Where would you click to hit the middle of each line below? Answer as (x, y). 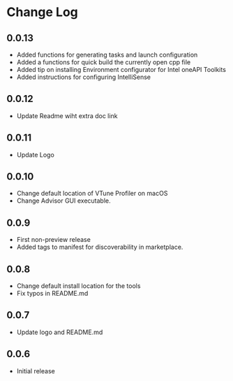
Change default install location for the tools (78, 286)
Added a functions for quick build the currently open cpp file (104, 62)
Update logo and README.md (60, 332)
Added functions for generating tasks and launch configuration (107, 55)
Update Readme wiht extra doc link (67, 115)
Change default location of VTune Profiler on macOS (92, 194)
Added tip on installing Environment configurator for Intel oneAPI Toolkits (121, 70)
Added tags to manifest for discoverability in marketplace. (100, 247)
